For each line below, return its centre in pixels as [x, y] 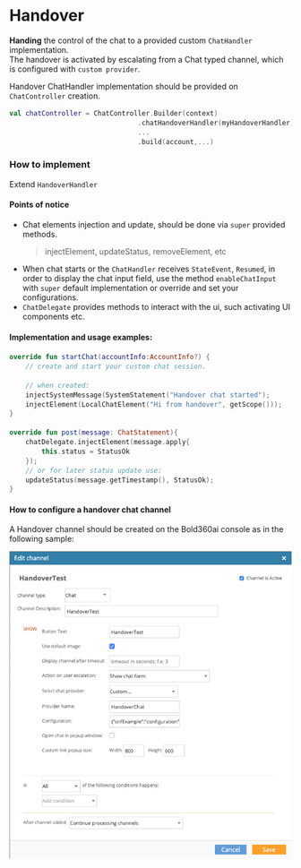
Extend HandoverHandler [54, 184]
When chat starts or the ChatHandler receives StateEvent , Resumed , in [149, 269]
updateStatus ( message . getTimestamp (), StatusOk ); [120, 480]
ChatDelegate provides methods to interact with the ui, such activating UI [156, 306]
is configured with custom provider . [75, 69]
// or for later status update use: [94, 470]
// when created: [58, 385]
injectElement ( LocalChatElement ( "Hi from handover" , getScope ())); [154, 404]
